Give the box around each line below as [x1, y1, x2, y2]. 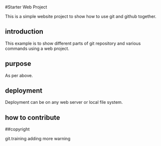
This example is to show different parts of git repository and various [5, 40, 141, 46]
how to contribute [5, 114, 60, 122]
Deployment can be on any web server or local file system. [5, 99, 123, 105]
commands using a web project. [5, 46, 70, 51]
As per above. [5, 72, 33, 78]
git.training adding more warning [5, 136, 71, 142]
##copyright [5, 126, 30, 132]
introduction [5, 28, 44, 36]
